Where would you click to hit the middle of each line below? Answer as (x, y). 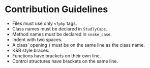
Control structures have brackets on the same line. (65, 61)
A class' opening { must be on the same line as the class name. (79, 45)
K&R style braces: (31, 50)
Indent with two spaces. (37, 40)
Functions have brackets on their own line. (56, 56)
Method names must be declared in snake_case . (62, 34)
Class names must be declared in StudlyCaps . (59, 28)
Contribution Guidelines (56, 9)
